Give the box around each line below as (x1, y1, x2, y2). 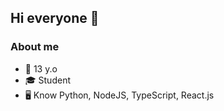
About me (10, 40, 60, 54)
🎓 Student (24, 74, 71, 86)
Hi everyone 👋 (10, 10, 100, 27)
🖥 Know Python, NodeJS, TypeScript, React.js (24, 89, 215, 101)
